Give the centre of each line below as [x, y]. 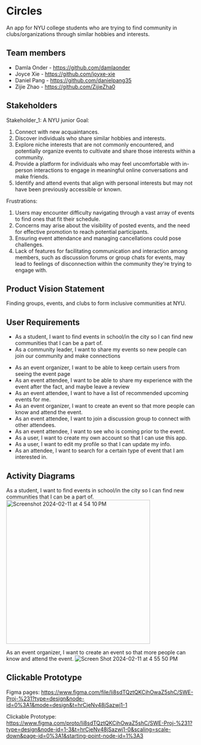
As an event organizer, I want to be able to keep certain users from [97, 367]
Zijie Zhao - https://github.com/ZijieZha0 [65, 87]
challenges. [29, 244]
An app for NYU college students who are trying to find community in [92, 28]
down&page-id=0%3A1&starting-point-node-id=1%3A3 [75, 735]
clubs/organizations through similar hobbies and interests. [78, 34]
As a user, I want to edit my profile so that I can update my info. [93, 444]
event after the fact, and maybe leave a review [72, 387]
